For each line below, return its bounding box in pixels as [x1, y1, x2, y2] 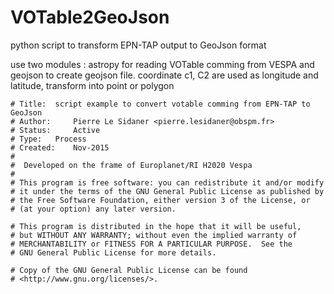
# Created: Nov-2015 [10, 142, 110, 153]
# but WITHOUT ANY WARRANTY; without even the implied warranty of [10, 230, 298, 240]
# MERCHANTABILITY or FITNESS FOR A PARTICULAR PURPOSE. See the [10, 239, 293, 249]
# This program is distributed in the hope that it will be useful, [10, 221, 302, 231]
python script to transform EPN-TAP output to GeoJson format [10, 39, 267, 51]
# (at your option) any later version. [10, 204, 177, 214]
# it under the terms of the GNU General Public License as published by [10, 186, 325, 196]
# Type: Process [10, 134, 87, 144]
